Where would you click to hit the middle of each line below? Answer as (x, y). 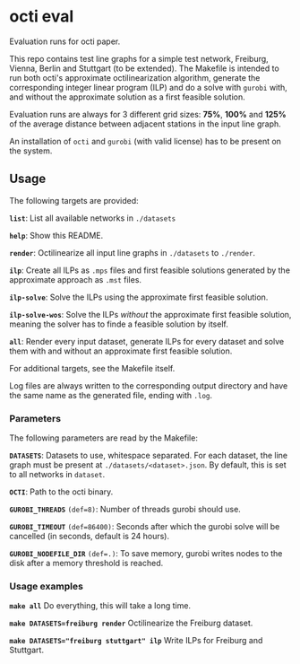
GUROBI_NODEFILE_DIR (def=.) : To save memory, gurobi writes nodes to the (146, 554)
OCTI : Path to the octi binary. (61, 492)
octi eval (42, 17)
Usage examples (46, 586)
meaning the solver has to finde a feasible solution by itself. (119, 324)
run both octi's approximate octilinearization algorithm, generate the (135, 77)
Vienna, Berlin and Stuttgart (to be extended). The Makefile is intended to (144, 68)
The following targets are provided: (74, 200)
